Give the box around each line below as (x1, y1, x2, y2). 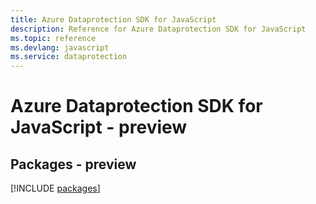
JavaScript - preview (10, 116, 188, 139)
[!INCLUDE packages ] (10, 182, 101, 195)
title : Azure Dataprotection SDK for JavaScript (10, 14, 217, 25)
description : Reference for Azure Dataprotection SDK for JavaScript (10, 24, 307, 34)
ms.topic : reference (10, 33, 97, 43)
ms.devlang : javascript (10, 42, 110, 53)
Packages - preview (10, 156, 137, 173)
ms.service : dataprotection (10, 52, 128, 62)
